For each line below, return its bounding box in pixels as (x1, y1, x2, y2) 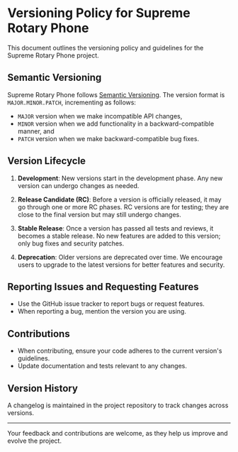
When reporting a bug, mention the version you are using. (17, 307, 186, 316)
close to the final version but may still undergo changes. (17, 210, 182, 219)
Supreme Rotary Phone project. (7, 51, 99, 60)
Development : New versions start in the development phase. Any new (17, 174, 223, 182)
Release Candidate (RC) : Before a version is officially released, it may (17, 195, 222, 204)
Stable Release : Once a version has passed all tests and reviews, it (17, 224, 214, 232)
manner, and (17, 126, 55, 136)
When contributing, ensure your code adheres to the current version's (17, 346, 222, 355)
